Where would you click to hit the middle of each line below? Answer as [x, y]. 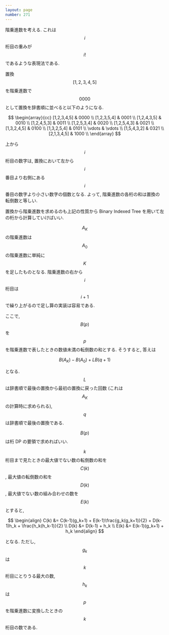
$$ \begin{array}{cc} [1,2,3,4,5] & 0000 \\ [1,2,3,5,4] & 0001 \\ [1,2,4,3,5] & [85, 117]
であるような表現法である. [32, 63]
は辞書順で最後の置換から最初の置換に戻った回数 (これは [64, 388]
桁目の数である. [21, 627]
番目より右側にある [25, 177]
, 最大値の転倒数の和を [29, 477]
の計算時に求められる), [29, 406]
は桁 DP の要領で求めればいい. [37, 441]
